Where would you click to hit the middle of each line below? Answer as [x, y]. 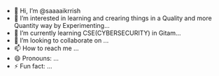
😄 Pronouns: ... [36, 58]
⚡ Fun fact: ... [33, 66]
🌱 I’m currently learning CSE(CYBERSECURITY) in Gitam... [97, 33]
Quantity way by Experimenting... [62, 25]
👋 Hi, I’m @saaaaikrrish [47, 11]
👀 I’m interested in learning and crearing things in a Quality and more [113, 18]
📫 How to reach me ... [46, 48]
